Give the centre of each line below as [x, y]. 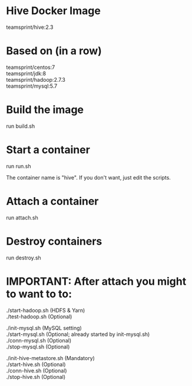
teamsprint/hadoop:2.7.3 [36, 79]
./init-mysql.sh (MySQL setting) [44, 328]
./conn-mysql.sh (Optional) [39, 340]
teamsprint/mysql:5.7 [32, 86]
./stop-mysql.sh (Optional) [38, 347]
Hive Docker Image [54, 11]
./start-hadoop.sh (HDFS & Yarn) [46, 310]
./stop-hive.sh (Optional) [36, 377]
